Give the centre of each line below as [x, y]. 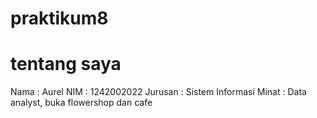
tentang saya [66, 64]
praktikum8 [59, 18]
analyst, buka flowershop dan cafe [81, 103]
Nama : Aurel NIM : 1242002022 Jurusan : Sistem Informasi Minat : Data [158, 92]
